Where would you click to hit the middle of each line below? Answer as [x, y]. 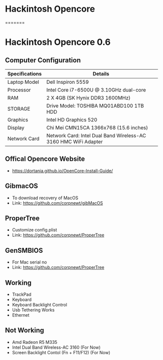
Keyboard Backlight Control [40, 305]
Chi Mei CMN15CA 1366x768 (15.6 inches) [97, 128]
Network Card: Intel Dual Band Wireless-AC [96, 135]
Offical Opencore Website [45, 159]
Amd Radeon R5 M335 [34, 342]
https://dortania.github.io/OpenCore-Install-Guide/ [62, 171]
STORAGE [19, 109]
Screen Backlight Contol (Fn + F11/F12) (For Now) [61, 352]
